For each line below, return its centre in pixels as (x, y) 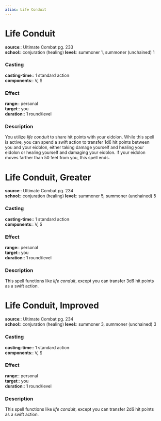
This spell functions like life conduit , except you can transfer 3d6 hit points (80, 281)
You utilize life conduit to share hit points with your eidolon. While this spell (80, 137)
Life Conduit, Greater (48, 177)
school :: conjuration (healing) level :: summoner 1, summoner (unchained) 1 (80, 52)
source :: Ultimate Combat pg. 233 (39, 47)
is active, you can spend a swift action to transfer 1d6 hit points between (77, 142)
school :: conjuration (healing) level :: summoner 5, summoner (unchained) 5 (81, 196)
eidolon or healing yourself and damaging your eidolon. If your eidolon (75, 152)
